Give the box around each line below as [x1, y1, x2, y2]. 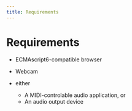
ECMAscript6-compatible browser [15, 56, 103, 63]
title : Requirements [6, 9, 60, 15]
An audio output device [24, 98, 84, 105]
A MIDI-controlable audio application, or [24, 91, 126, 99]
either [15, 79, 31, 86]
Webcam [15, 67, 38, 75]
